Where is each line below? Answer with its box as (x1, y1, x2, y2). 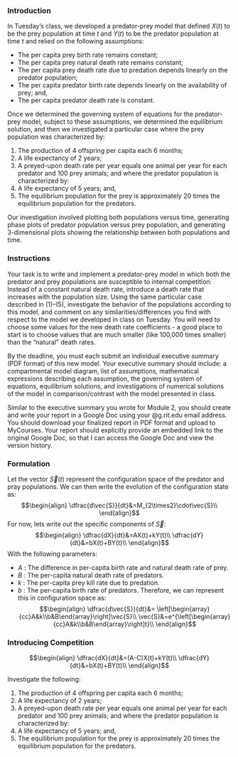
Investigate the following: (7, 675, 81, 684)
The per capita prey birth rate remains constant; (17, 51, 158, 59)
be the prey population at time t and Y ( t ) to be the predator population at (7, 29, 219, 38)
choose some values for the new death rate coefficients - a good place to (7, 322, 222, 331)
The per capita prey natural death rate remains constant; (17, 58, 183, 67)
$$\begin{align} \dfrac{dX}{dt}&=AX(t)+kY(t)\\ (35, 531, 171, 539)
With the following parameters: (7, 549, 98, 558)
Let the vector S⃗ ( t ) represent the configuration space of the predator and (7, 475, 225, 483)
